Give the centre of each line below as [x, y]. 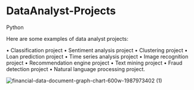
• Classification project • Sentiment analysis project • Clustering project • [97, 50]
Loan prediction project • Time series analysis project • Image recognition [97, 56]
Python [15, 27]
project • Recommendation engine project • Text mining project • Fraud [94, 63]
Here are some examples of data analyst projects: [67, 38]
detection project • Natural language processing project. [76, 69]
